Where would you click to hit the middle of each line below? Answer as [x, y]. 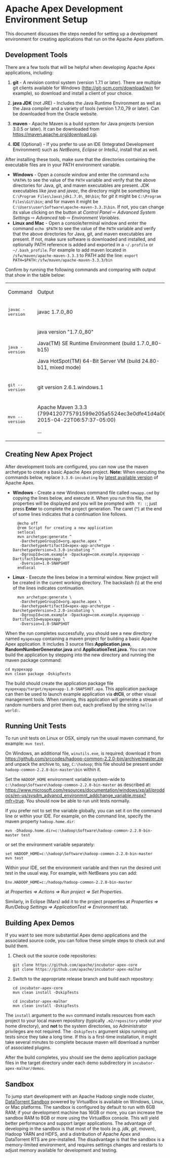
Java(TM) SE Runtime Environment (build [86, 343]
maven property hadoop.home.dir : [40, 821]
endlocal [27, 568]
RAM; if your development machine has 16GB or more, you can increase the [84, 1112]
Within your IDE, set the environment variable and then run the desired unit [83, 868]
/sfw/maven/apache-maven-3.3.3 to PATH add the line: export [75, 255]
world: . [13, 710]
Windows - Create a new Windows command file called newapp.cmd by [86, 493]
